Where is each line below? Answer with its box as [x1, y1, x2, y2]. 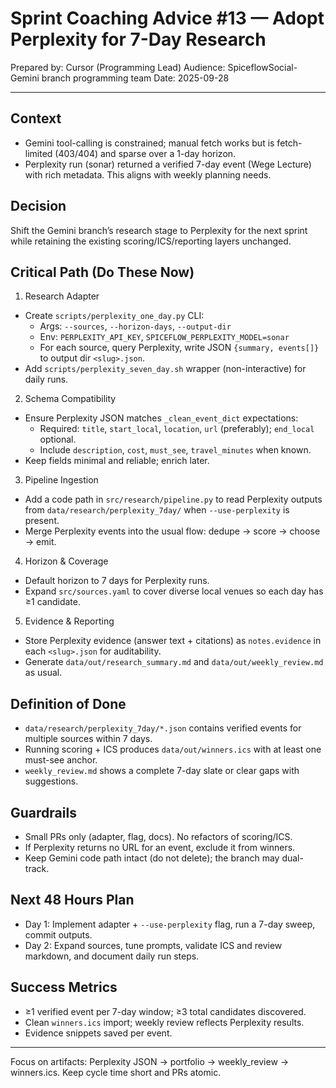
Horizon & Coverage [24, 555, 109, 567]
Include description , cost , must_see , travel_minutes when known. [39, 444, 312, 456]
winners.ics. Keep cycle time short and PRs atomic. [10, 1066, 222, 1078]
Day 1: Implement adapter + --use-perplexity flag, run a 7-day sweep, [24, 918, 316, 930]
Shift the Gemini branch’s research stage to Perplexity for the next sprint [10, 224, 308, 236]
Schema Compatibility [24, 393, 117, 405]
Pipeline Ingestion [24, 474, 99, 486]
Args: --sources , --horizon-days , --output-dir [39, 320, 232, 332]
